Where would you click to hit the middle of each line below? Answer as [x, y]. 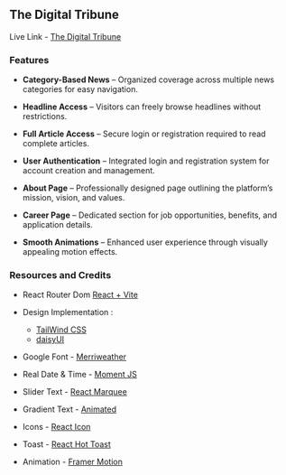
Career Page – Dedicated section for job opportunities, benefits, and [150, 215]
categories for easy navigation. [80, 89]
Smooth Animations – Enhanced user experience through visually [145, 242]
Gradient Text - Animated [69, 409]
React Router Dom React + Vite [80, 295]
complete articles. [56, 144]
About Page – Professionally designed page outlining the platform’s [148, 188]
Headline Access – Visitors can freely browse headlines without [142, 107]
